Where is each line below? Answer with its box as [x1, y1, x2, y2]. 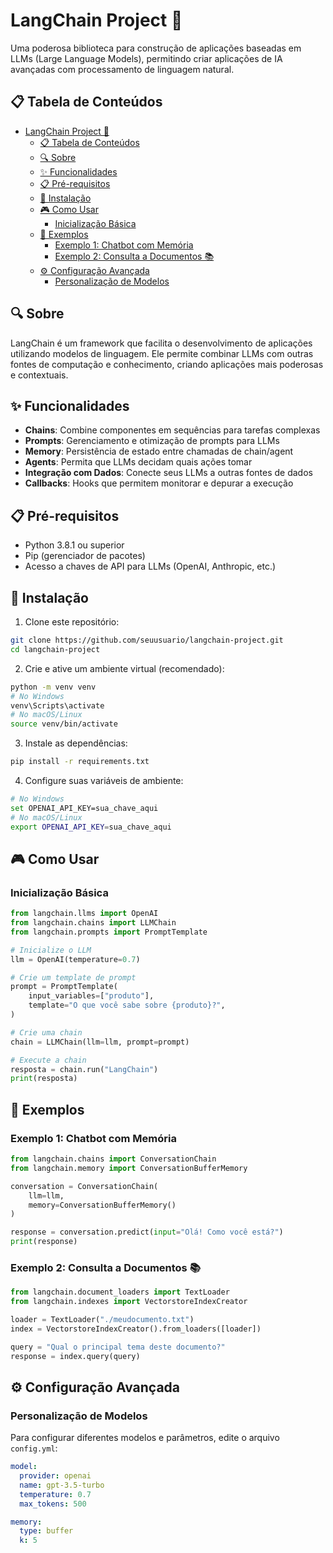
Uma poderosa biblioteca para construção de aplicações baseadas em [10, 42, 302, 54]
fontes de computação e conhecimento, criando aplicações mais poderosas [10, 358, 324, 370]
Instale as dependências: [24, 737, 128, 749]
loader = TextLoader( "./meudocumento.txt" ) [10, 1315, 195, 1325]
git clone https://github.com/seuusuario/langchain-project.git [10, 635, 284, 645]
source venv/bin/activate [10, 719, 118, 729]
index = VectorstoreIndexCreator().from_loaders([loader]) [10, 1324, 262, 1334]
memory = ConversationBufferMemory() [28, 1200, 177, 1210]
